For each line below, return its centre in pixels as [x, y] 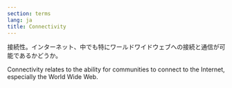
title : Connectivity [37, 26]
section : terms [29, 14]
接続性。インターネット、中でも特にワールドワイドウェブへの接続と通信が [113, 47]
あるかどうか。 [41, 55]
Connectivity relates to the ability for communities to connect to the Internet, [116, 69]
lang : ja [20, 20]
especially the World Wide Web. [53, 77]
